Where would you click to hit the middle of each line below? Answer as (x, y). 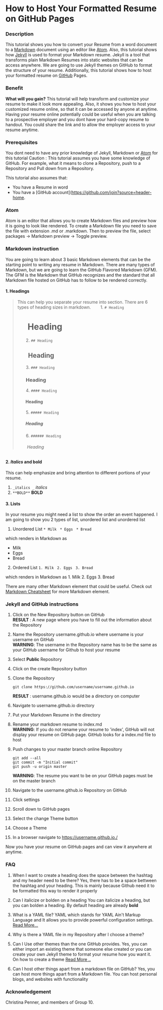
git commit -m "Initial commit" (45, 763)
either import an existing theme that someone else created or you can (82, 949)
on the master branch (34, 781)
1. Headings (17, 291)
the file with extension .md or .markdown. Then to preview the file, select (78, 231)
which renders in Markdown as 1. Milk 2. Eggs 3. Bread (60, 577)
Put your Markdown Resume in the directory (56, 715)
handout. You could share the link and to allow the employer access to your (81, 124)
